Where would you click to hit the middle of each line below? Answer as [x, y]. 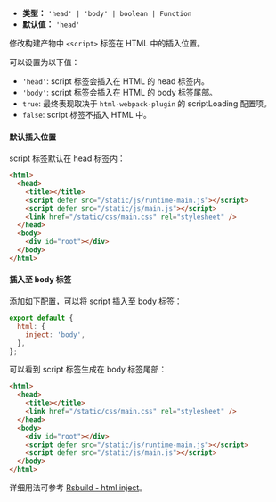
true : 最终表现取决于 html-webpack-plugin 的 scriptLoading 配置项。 [146, 104]
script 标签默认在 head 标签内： [68, 158]
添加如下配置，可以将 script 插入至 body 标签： [96, 301]
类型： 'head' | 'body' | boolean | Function [107, 13]
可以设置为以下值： [45, 62]
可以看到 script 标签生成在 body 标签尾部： [88, 370]
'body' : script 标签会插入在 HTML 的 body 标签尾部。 [120, 92]
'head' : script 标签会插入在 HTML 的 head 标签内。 [115, 81]
